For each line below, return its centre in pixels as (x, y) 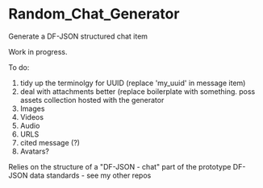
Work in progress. (38, 51)
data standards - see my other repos (90, 175)
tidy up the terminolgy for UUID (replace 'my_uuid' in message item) (133, 83)
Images (32, 108)
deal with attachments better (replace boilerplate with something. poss (138, 91)
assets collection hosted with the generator (92, 100)
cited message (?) (50, 142)
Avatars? (35, 151)
